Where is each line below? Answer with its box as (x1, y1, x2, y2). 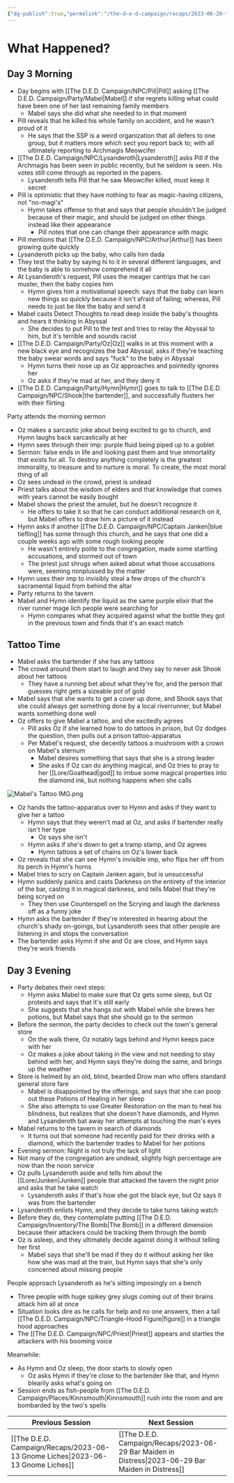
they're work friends (17, 944, 76, 953)
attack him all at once (17, 1300, 79, 1308)
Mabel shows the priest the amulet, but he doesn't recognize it (17, 500, 197, 508)
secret (27, 183, 47, 191)
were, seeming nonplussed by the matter (27, 567, 146, 575)
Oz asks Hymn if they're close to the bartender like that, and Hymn (27, 1371, 219, 1380)
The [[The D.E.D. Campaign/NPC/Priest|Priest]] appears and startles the (17, 1329, 225, 1338)
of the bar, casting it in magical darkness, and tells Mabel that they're (17, 885, 216, 893)
